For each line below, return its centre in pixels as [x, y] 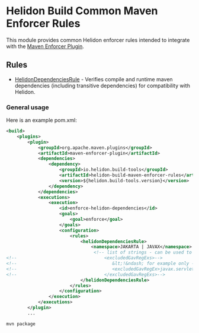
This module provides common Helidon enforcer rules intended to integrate [98, 40]
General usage [28, 107]
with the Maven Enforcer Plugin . [45, 46]
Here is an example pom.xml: [41, 120]
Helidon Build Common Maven [82, 11]
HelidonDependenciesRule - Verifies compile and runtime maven [94, 79]
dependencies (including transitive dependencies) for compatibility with [102, 85]
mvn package [21, 324]
